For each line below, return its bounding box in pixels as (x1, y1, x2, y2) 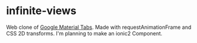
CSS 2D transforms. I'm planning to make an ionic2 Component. (6, 29, 163, 37)
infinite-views (6, 4, 77, 18)
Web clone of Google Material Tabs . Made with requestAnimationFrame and (6, 24, 192, 31)
